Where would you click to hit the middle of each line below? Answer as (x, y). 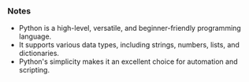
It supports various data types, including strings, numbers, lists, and (129, 45)
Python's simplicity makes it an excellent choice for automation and (128, 61)
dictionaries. (39, 54)
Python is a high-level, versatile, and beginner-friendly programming (130, 28)
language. (35, 36)
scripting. (34, 70)
